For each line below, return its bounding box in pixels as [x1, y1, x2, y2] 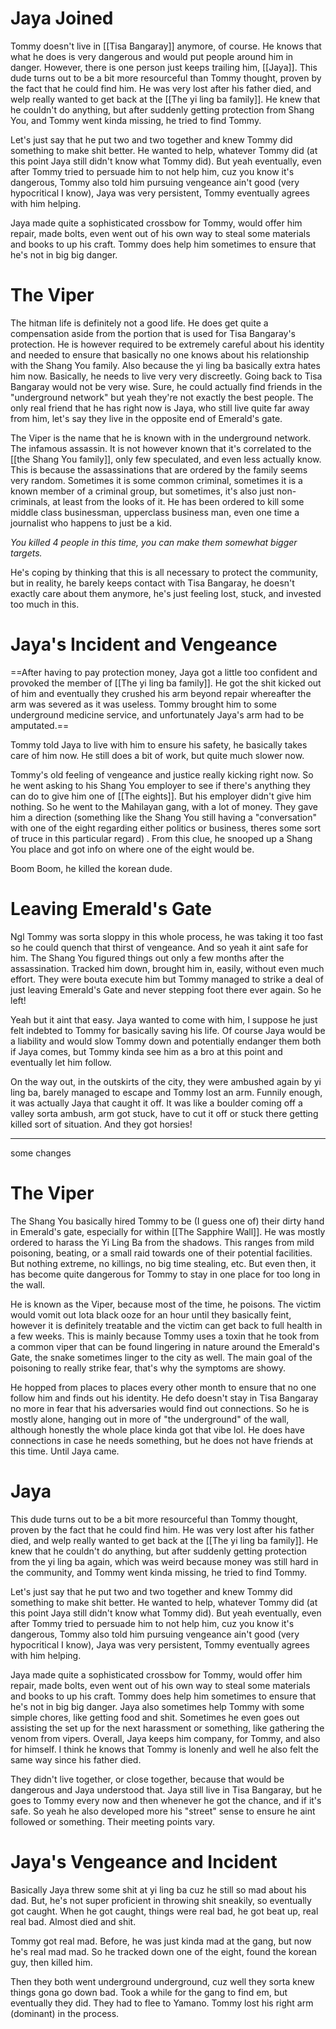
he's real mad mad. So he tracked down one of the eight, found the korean [10, 1945, 318, 1957]
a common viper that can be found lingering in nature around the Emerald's [10, 1340, 320, 1352]
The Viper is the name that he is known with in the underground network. [10, 432, 312, 444]
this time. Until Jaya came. [10, 1445, 120, 1457]
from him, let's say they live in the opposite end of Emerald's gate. [10, 412, 283, 424]
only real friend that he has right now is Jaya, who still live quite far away [10, 402, 310, 414]
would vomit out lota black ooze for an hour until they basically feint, [10, 1308, 292, 1321]
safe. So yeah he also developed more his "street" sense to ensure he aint [10, 1805, 316, 1817]
